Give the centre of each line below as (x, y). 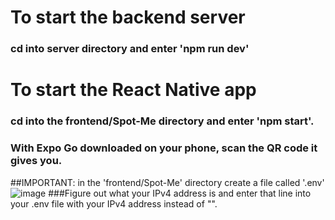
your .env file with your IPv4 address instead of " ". (114, 203)
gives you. (36, 161)
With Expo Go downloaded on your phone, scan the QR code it (164, 148)
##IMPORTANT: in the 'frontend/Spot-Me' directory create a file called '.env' (167, 182)
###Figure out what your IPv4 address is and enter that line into (180, 193)
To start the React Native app (133, 90)
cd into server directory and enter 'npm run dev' (130, 49)
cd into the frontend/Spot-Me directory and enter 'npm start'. (162, 121)
